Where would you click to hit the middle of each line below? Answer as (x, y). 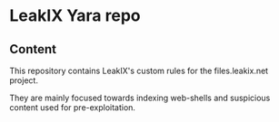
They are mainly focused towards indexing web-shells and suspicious (140, 98)
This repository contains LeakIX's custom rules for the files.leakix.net (139, 70)
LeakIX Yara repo (75, 16)
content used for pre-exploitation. (73, 108)
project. (24, 80)
